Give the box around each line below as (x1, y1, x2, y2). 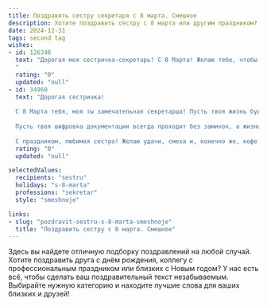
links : (8, 210, 30, 219)
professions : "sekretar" (15, 188, 98, 196)
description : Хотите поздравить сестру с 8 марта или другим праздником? (8, 19, 258, 27)
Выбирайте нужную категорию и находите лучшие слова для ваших (8, 281, 240, 290)
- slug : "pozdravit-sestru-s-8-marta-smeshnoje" (8, 218, 172, 226)
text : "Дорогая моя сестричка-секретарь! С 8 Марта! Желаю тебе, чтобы (15, 56, 258, 64)
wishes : (8, 41, 34, 49)
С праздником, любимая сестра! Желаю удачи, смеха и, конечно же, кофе (15, 137, 258, 145)
